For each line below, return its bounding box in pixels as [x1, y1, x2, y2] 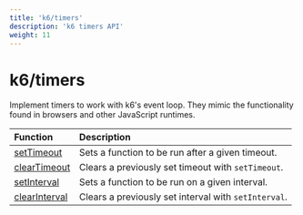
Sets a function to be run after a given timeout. [78, 147, 278, 159]
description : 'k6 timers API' [9, 22, 125, 31]
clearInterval [14, 190, 68, 203]
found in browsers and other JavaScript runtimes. [9, 109, 196, 120]
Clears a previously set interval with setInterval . [78, 190, 288, 203]
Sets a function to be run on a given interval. [78, 176, 268, 189]
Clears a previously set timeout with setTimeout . [78, 161, 284, 174]
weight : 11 [9, 30, 51, 39]
